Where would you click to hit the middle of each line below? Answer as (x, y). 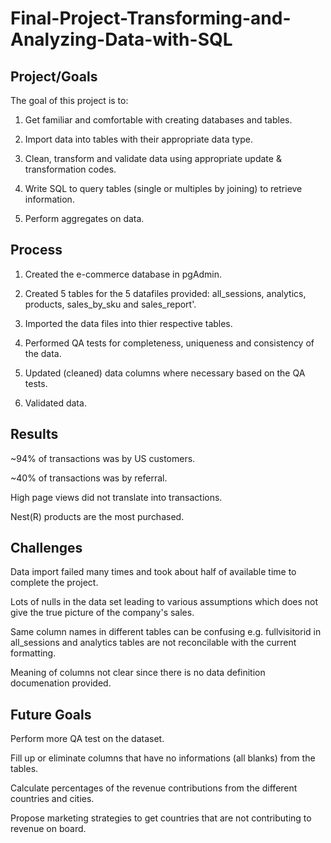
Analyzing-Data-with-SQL (121, 39)
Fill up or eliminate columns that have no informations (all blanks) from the (163, 758)
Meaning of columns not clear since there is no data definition (138, 673)
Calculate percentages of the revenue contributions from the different (154, 788)
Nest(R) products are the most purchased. (97, 516)
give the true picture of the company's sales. (102, 613)
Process (36, 250)
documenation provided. (61, 683)
